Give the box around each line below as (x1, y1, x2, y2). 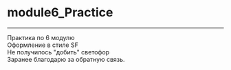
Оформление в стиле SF (7, 41, 79, 49)
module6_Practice (7, 5, 113, 20)
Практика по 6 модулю (7, 33, 75, 41)
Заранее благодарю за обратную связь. (7, 55, 125, 63)
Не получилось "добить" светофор (7, 48, 110, 56)
